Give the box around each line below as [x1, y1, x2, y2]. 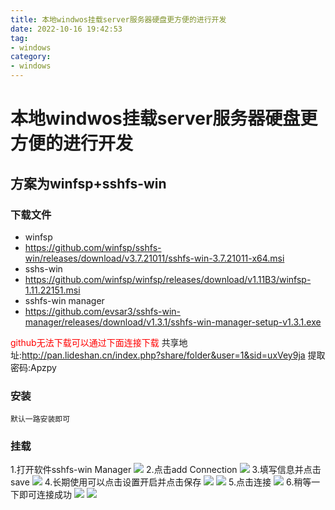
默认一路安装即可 [10, 414, 71, 425]
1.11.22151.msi [24, 284, 81, 296]
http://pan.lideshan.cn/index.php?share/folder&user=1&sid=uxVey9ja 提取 [21, 349, 326, 361]
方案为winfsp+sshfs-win [10, 175, 167, 192]
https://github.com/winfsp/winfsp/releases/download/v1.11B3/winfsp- [24, 273, 312, 285]
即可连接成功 [18, 489, 72, 501]
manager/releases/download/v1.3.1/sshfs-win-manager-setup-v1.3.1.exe [24, 316, 322, 328]
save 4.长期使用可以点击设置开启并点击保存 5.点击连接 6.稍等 [10, 476, 312, 488]
